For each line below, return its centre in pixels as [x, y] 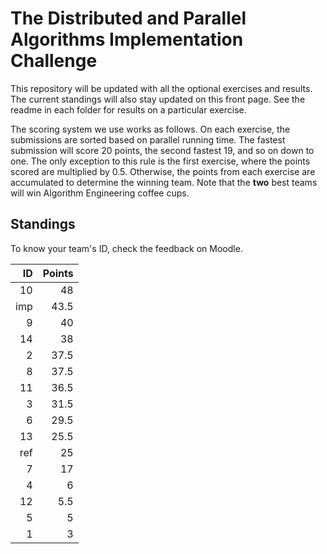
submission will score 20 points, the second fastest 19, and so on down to [162, 150]
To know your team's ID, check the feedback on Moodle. [126, 248]
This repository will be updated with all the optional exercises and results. [161, 88]
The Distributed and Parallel [128, 18]
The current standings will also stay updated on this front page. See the [158, 99]
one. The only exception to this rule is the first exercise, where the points [160, 161]
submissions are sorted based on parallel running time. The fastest [148, 139]
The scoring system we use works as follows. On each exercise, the [150, 129]
